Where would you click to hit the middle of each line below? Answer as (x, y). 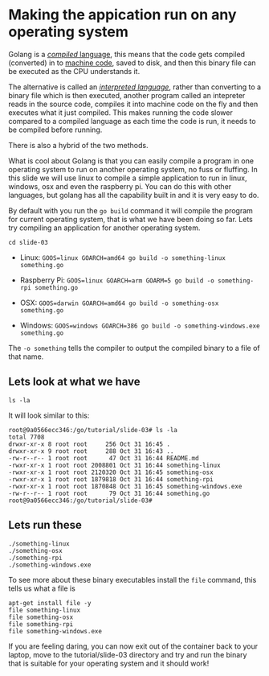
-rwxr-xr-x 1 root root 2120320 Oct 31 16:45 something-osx (111, 472)
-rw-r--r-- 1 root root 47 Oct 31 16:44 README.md (104, 458)
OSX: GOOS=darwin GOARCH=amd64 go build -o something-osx (119, 303)
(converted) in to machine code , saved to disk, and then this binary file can (132, 63)
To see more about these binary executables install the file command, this (132, 579)
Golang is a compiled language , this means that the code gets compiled (127, 54)
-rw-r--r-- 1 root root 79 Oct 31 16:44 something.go (109, 493)
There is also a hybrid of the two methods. (78, 145)
